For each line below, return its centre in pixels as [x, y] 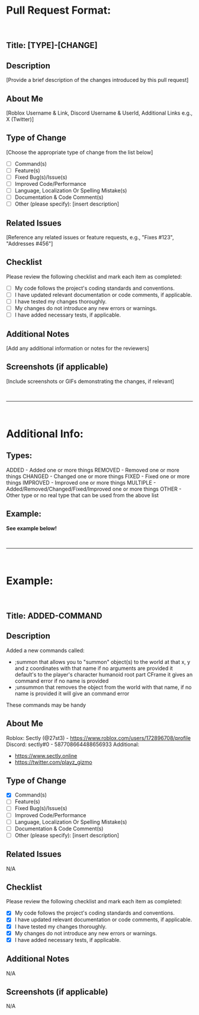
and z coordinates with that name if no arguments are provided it [94, 668]
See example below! [32, 528]
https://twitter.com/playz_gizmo [54, 762]
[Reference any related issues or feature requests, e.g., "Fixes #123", [90, 238]
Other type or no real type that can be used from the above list [82, 495]
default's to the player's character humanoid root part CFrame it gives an [104, 674]
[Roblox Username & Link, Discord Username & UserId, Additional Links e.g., [99, 113]
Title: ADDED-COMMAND [54, 616]
